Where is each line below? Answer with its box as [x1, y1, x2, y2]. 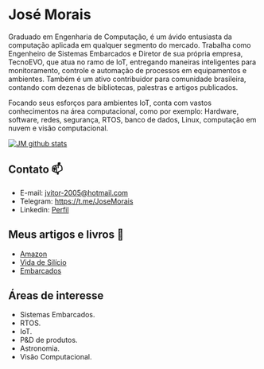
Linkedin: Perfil [19, 204, 69, 214]
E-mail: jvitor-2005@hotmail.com [19, 188, 129, 197]
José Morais [8, 6, 91, 24]
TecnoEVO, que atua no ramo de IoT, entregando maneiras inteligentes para [8, 57, 257, 67]
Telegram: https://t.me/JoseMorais [19, 196, 134, 206]
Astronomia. [19, 344, 60, 353]
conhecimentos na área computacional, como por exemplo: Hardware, [8, 106, 239, 116]
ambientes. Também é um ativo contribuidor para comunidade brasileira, [8, 74, 247, 84]
